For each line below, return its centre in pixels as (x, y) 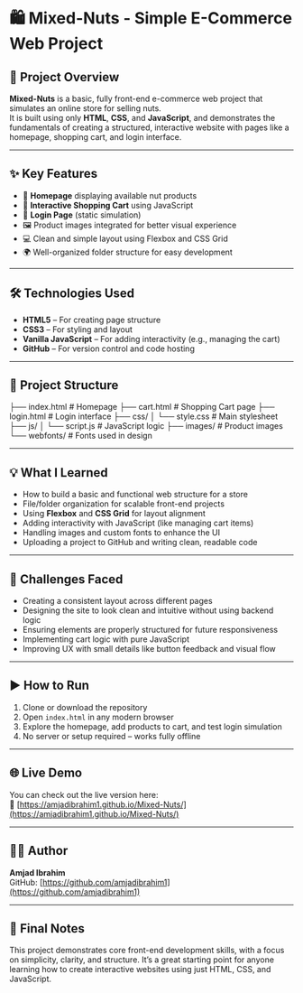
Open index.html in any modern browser (98, 717)
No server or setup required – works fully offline (111, 736)
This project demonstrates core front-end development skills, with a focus (147, 951)
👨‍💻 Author (39, 851)
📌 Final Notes (47, 928)
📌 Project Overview (64, 77)
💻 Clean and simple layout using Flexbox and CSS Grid (125, 238)
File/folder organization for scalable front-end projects (124, 504)
